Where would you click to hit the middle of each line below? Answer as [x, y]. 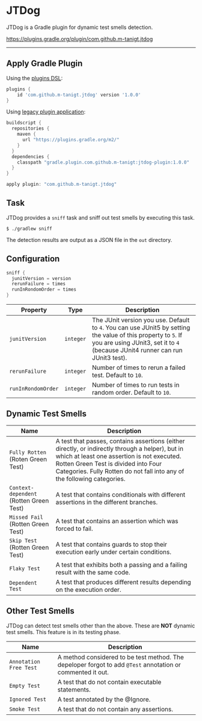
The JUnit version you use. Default [141, 320]
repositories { [31, 129]
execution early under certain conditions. [113, 551]
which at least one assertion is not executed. [118, 456]
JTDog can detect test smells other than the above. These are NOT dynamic [101, 626]
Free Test [23, 668]
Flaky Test [25, 568]
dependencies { [31, 157]
